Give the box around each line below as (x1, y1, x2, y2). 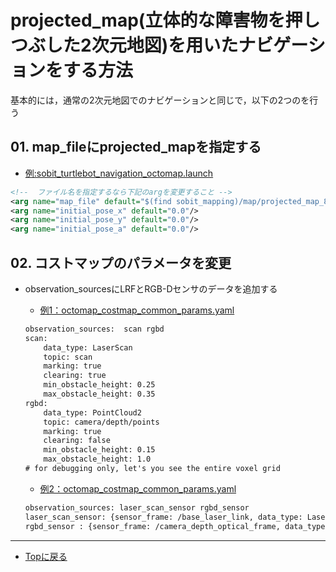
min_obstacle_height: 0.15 (43, 445, 156, 455)
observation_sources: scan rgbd (24, 324, 165, 334)
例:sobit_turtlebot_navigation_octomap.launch (24, 167, 214, 179)
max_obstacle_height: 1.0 (43, 454, 152, 465)
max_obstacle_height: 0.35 (43, 389, 156, 400)
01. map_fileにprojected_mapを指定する (10, 139, 262, 156)
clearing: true (43, 371, 107, 381)
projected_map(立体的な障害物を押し (10, 9, 321, 32)
